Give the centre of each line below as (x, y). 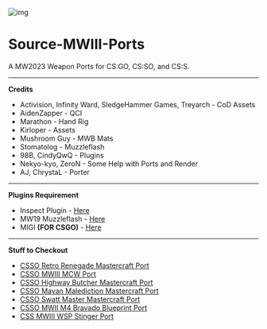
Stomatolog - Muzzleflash (62, 146)
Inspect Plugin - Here (54, 210)
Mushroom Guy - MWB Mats (66, 138)
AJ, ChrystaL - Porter (54, 172)
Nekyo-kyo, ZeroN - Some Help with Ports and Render (109, 164)
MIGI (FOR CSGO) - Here (60, 227)
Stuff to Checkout (38, 250)
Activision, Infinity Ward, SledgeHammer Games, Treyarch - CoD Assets (137, 104)
